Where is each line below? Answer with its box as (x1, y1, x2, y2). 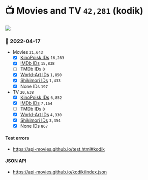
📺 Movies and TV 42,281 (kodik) (5, 5, 143, 17)
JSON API (5, 158, 26, 164)
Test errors (5, 135, 29, 141)
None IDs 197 (20, 83, 48, 89)
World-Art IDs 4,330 (20, 111, 62, 118)
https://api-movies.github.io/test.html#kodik (12, 146, 105, 152)
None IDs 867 (20, 123, 48, 129)
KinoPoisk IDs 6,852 (20, 94, 62, 100)
